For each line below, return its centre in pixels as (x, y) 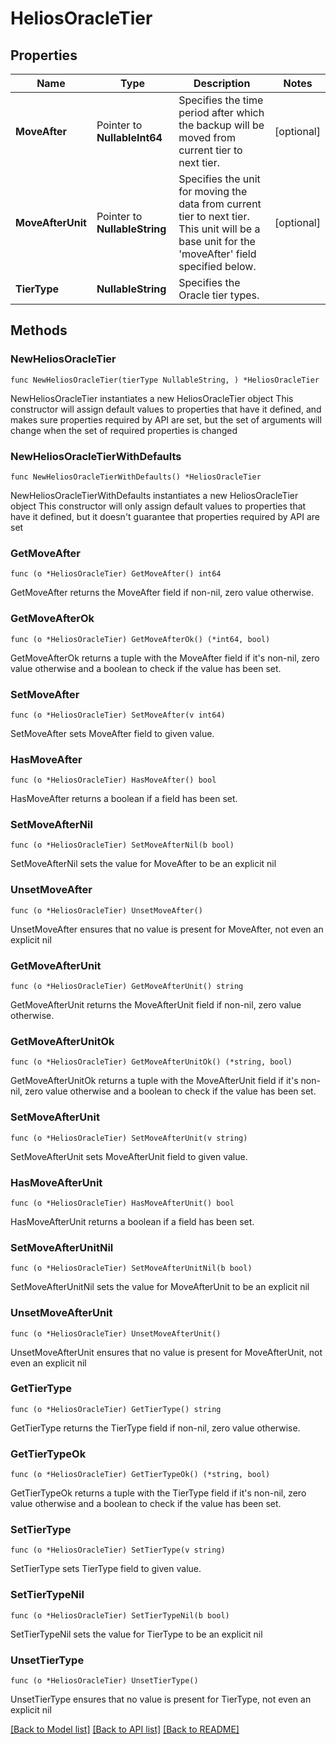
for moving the (213, 191)
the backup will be (221, 125)
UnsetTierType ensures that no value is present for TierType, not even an (161, 1699)
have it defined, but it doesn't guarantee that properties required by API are (165, 516)
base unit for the (217, 241)
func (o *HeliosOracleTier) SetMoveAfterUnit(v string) (129, 1138)
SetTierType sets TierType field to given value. (106, 1569)
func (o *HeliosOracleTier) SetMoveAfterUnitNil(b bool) (131, 1268)
